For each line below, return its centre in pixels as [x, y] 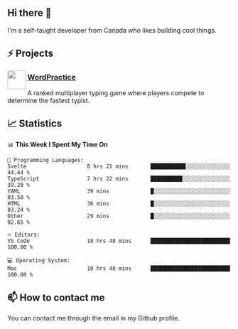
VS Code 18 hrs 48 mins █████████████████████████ [119, 241]
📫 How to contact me [56, 297]
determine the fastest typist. [49, 100]
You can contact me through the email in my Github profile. [93, 318]
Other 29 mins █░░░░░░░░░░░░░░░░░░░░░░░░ [119, 216]
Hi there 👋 [29, 13]
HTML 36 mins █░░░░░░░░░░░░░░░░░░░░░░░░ [119, 204]
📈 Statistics [35, 123]
